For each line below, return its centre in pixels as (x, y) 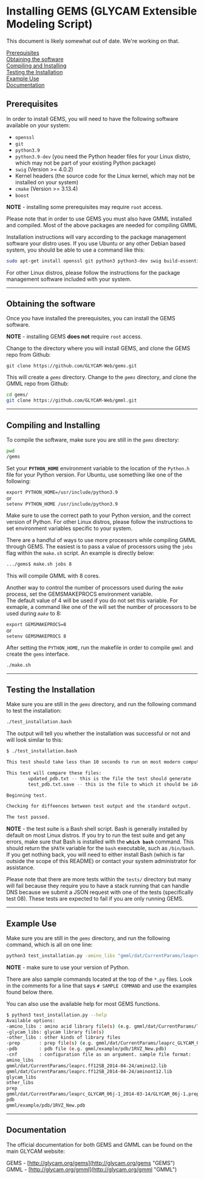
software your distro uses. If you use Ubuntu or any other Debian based (96, 243)
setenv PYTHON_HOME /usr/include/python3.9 (62, 504)
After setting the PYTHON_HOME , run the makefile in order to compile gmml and (100, 647)
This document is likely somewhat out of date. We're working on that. (93, 41)
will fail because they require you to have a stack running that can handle (98, 886)
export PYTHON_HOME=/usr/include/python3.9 (62, 492)
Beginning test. (27, 795)
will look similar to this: (35, 740)
